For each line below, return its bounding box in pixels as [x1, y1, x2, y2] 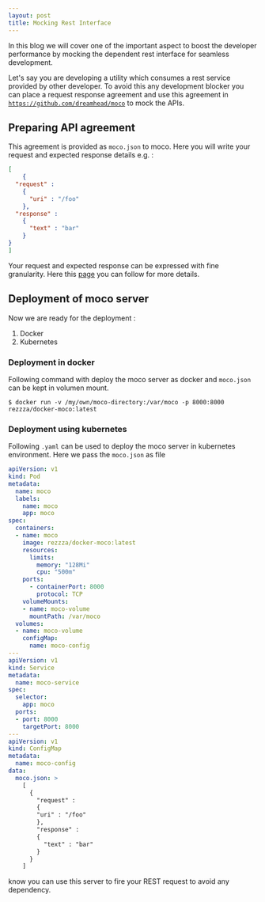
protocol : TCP [36, 590, 83, 598]
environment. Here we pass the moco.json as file [8, 450, 166, 460]
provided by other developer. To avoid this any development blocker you [8, 81, 244, 91]
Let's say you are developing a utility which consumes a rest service [8, 73, 231, 82]
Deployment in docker [8, 357, 95, 368]
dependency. [8, 885, 51, 895]
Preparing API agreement [8, 120, 136, 135]
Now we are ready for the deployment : [8, 313, 136, 323]
